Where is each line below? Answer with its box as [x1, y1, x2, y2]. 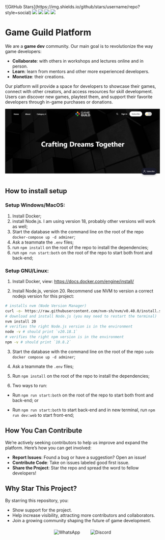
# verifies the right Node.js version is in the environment [5, 324, 133, 329]
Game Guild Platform [5, 27, 92, 38]
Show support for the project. [12, 507, 72, 513]
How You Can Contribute [5, 427, 82, 435]
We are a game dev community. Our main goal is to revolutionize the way [5, 43, 153, 49]
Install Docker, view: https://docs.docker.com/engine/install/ [12, 278, 134, 284]
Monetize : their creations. [12, 73, 65, 79]
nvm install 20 [5, 319, 36, 324]
